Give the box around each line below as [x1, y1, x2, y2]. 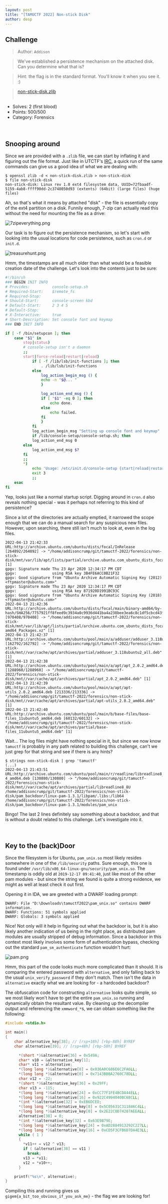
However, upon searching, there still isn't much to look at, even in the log [5, 525, 155, 531]
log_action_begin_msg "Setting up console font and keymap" [31, 429, 160, 434]
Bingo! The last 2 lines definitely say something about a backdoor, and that [5, 811, 159, 817]
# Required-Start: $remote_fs [5, 289, 75, 294]
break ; [27, 1151, 41, 1156]
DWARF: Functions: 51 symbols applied [5, 910, 86, 915]
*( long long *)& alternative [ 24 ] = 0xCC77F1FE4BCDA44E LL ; [18, 1090, 140, 1095]
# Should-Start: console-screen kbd [5, 298, 93, 304]
